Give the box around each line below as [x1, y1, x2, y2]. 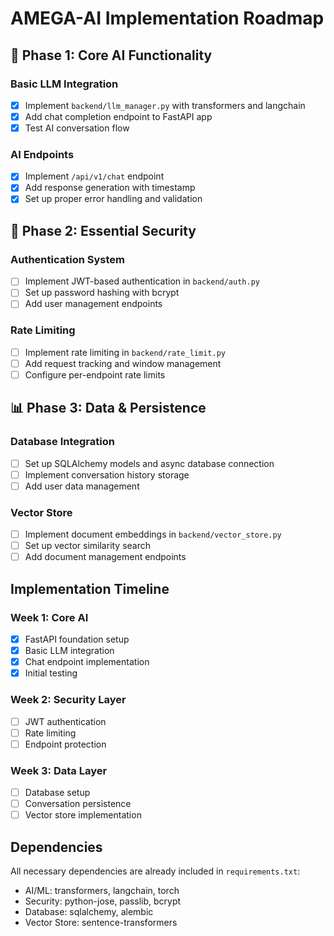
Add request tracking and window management [24, 357, 222, 369]
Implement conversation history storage [24, 468, 190, 481]
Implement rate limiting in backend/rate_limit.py [24, 346, 226, 358]
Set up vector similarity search [24, 540, 152, 552]
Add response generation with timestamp [24, 182, 196, 194]
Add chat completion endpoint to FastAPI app [24, 110, 213, 122]
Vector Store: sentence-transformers [24, 916, 178, 928]
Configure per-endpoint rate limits [24, 368, 166, 381]
